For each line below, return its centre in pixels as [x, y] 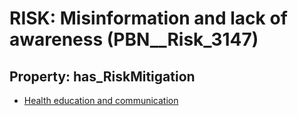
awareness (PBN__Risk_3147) [134, 39]
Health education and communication [101, 100]
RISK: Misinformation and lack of [148, 18]
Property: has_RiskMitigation [102, 76]
